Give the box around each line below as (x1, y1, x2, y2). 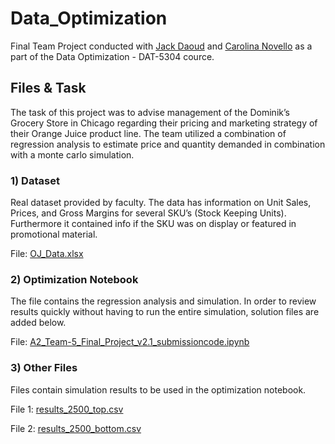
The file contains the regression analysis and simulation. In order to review (10, 295, 317, 307)
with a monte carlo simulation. (10, 148, 135, 161)
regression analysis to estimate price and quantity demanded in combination (10, 138, 326, 150)
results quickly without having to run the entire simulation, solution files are (10, 306, 320, 318)
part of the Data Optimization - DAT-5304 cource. (10, 50, 215, 62)
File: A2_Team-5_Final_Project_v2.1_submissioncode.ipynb (10, 336, 250, 348)
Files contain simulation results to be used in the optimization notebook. (10, 383, 307, 396)
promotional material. (10, 228, 98, 241)
